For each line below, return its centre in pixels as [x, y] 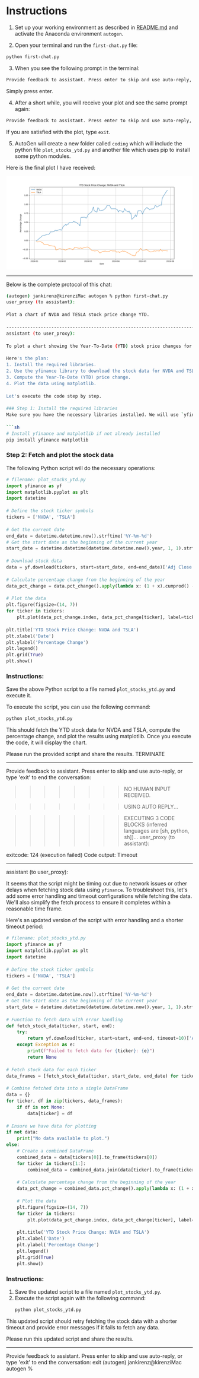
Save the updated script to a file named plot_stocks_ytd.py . [88, 1291]
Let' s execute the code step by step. [54, 396]
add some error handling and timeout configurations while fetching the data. [99, 896]
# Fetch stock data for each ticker [51, 1069]
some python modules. [43, 156]
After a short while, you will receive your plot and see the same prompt [101, 103]
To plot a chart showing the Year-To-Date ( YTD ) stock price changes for [99, 346]
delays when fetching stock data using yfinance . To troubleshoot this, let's [97, 890]
